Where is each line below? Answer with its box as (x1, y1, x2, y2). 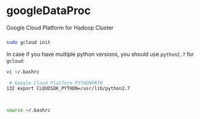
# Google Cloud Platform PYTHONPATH (9, 80, 103, 86)
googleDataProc (6, 4, 91, 18)
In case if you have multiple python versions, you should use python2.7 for (6, 50, 194, 58)
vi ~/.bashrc (6, 69, 40, 75)
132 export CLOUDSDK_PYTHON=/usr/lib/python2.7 (6, 85, 131, 92)
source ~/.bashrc (6, 107, 51, 113)
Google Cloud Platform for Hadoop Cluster (6, 24, 114, 31)
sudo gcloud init (6, 39, 51, 45)
